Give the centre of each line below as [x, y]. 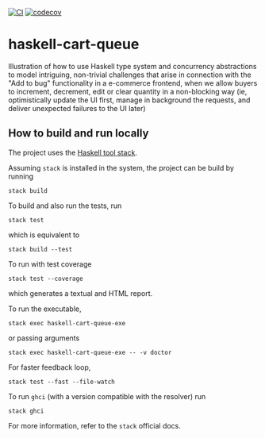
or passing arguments [44, 338]
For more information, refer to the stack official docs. [94, 425]
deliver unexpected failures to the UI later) [77, 108]
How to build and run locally [79, 134]
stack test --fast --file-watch [61, 382]
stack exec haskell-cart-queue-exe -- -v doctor [90, 352]
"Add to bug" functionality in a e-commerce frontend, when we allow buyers [133, 83]
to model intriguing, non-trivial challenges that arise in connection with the [130, 75]
